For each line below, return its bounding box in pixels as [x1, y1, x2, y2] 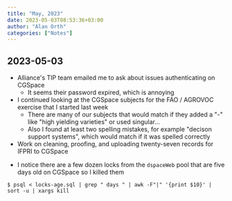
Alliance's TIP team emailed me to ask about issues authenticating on [17, 73, 215, 82]
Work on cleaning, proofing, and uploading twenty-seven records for [17, 140, 214, 148]
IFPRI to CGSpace [17, 147, 69, 156]
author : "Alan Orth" [7, 23, 67, 30]
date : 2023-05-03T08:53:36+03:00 [7, 17, 104, 24]
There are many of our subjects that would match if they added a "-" [27, 110, 223, 119]
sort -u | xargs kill [7, 188, 70, 195]
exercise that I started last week [17, 103, 109, 112]
